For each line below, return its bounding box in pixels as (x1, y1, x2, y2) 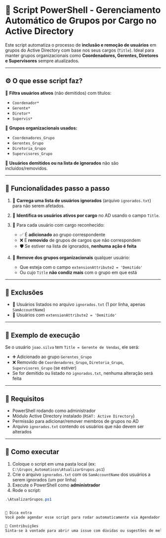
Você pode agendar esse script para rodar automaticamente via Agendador (5, 515, 161, 520)
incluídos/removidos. (5, 165, 48, 171)
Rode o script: (12, 487, 41, 493)
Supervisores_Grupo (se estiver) (12, 365, 77, 371)
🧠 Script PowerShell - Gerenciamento (5, 4, 161, 16)
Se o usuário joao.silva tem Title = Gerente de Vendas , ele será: (5, 344, 140, 350)
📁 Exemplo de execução (5, 331, 80, 339)
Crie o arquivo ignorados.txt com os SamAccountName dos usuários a (12, 471, 151, 478)
